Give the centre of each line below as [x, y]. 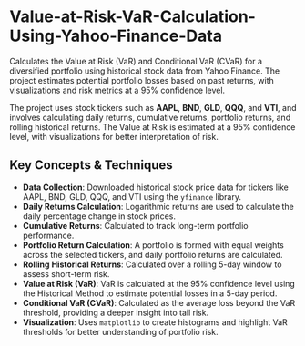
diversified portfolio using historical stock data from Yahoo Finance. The [145, 71]
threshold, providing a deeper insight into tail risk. [116, 312]
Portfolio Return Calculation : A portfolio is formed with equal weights [153, 245]
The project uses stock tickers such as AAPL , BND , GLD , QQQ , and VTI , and [153, 107]
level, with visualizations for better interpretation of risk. [114, 136]
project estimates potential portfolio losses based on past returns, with [142, 80]
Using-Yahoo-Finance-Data [116, 36]
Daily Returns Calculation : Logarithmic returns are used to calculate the [158, 206]
